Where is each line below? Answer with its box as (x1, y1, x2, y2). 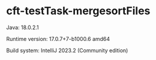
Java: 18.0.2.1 (6, 24, 39, 31)
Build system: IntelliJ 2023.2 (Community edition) (6, 46, 128, 54)
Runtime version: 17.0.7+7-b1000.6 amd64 (6, 35, 110, 42)
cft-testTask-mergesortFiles (6, 4, 151, 18)
